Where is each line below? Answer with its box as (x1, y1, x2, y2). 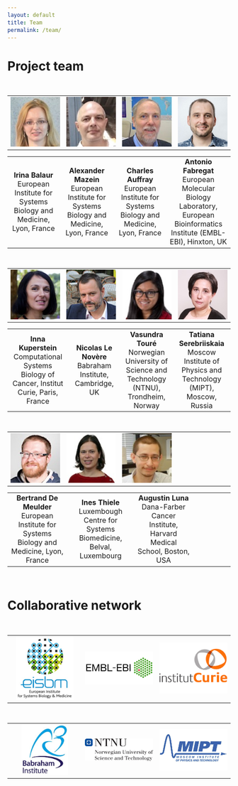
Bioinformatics (174, 219, 223, 229)
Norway (133, 400, 160, 410)
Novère (81, 352, 108, 362)
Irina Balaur (13, 171, 54, 181)
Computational (13, 352, 62, 362)
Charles (126, 166, 154, 176)
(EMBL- (199, 228, 227, 238)
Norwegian (128, 347, 165, 357)
